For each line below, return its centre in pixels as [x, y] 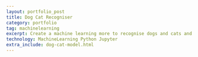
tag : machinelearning [33, 28]
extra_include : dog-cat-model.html [50, 45]
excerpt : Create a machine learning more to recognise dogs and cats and [99, 34]
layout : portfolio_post [36, 12]
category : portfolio [32, 23]
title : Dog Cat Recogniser [39, 17]
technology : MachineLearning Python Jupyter [62, 39]
